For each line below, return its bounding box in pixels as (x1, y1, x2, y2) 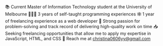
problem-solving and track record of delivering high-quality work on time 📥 (5, 24, 158, 29)
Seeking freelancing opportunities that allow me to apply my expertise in (5, 31, 151, 36)
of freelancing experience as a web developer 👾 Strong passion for (5, 18, 140, 24)
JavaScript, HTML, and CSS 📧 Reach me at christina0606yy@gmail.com (5, 36, 151, 41)
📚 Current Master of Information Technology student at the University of (5, 4, 152, 10)
